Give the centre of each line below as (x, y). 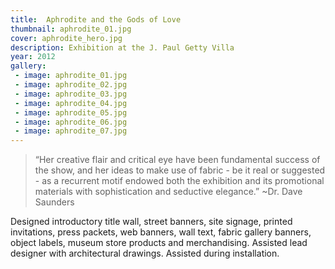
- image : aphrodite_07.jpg (71, 131)
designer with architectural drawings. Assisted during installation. (145, 253)
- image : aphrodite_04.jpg (71, 103)
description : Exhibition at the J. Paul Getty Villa (122, 47)
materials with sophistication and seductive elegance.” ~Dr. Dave (168, 192)
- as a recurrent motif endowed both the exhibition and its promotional (179, 181)
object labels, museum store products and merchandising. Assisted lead (159, 243)
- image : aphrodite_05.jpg (71, 112)
